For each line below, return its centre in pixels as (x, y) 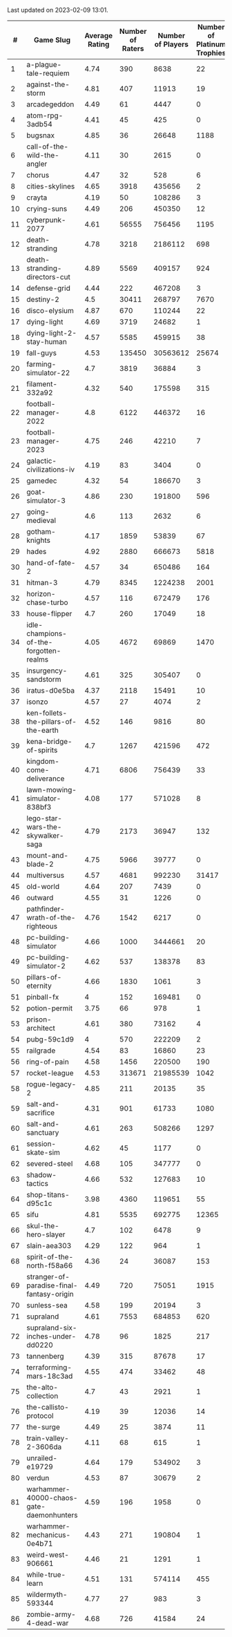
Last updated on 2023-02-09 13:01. (58, 10)
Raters (133, 49)
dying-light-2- (52, 333)
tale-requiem (48, 73)
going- (38, 512)
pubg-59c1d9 (50, 1039)
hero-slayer (46, 1234)
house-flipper (49, 614)
